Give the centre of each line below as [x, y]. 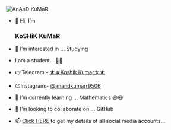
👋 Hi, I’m [25, 20]
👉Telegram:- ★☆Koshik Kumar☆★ [60, 72]
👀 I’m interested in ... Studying [51, 49]
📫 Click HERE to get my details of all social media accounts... [90, 121]
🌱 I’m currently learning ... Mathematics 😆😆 [69, 97]
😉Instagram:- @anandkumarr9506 [58, 86]
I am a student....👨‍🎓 [39, 61]
